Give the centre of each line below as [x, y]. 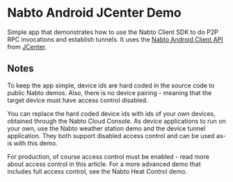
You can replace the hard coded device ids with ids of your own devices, [111, 113]
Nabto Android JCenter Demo [95, 13]
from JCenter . [27, 47]
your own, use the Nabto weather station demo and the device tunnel [106, 128]
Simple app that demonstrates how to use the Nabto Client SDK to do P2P [113, 32]
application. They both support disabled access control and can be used [111, 135]
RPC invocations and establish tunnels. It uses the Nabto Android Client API [115, 39]
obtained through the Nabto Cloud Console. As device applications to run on [116, 121]
